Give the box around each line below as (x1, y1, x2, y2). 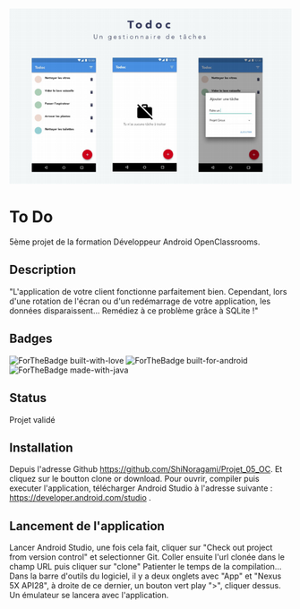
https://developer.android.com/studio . (9, 493, 152, 503)
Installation (9, 440, 73, 455)
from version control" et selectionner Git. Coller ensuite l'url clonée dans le (9, 552, 285, 562)
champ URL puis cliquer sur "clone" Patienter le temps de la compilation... (9, 562, 282, 572)
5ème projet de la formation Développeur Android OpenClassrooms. (9, 236, 261, 247)
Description (9, 262, 76, 278)
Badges (9, 331, 53, 347)
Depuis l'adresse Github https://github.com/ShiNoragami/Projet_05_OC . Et (9, 464, 283, 475)
